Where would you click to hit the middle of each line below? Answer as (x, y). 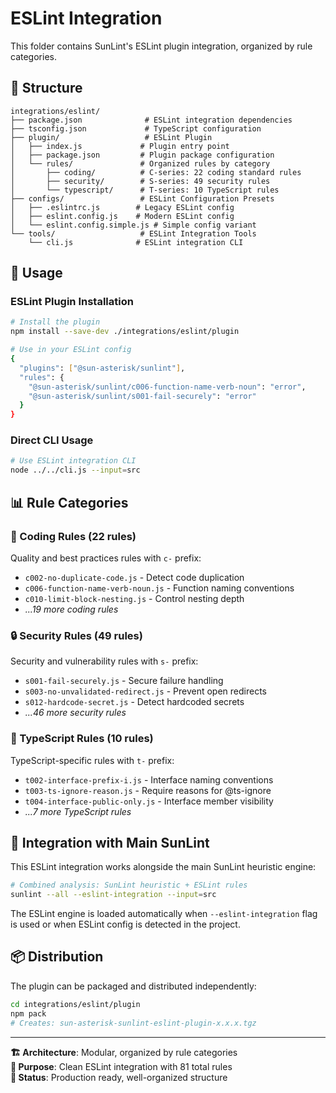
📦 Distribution (57, 957)
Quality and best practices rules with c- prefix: (106, 558)
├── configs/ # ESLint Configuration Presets (142, 198)
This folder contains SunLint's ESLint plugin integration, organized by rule (161, 46)
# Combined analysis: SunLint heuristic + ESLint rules (129, 885)
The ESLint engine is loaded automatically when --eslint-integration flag (164, 914)
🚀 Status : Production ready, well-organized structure (119, 1077)
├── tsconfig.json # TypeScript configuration (136, 128)
